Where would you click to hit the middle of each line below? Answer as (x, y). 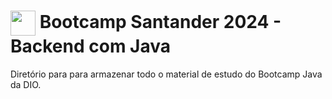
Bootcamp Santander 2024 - (160, 21)
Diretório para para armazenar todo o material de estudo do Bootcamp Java (166, 74)
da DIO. (26, 84)
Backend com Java (91, 46)
